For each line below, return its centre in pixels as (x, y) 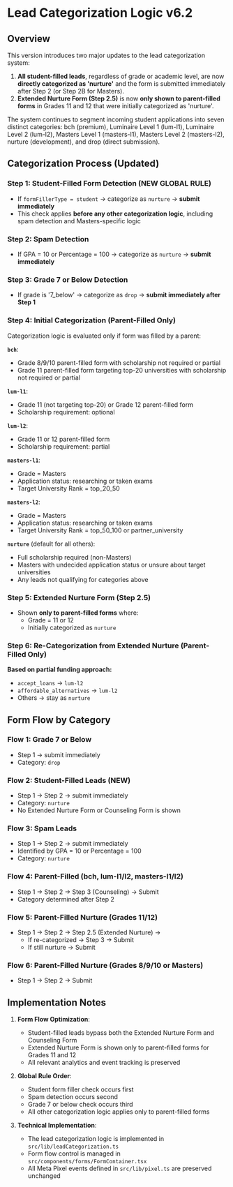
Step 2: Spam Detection (48, 239)
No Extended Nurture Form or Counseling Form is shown (99, 810)
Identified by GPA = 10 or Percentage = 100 (79, 851)
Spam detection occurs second (73, 1097)
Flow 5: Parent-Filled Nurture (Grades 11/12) (83, 917)
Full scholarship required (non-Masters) (74, 557)
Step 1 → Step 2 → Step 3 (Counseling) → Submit (88, 892)
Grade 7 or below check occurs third (81, 1105)
